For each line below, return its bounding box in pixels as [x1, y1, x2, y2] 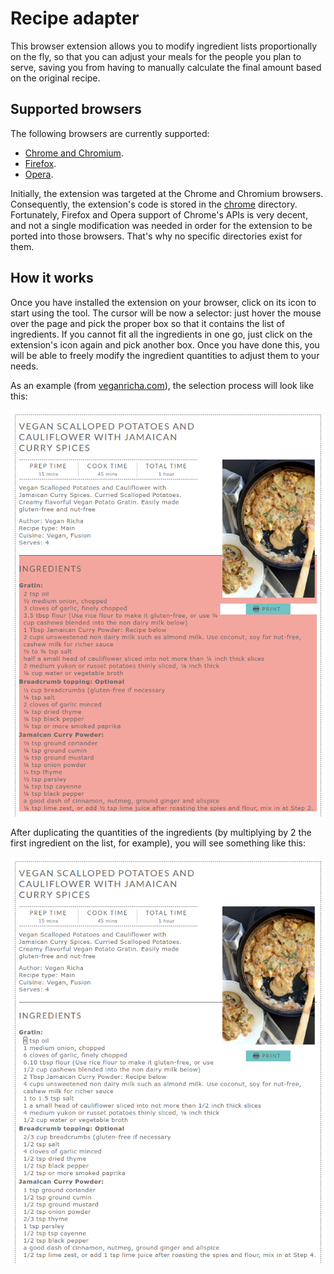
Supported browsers [10, 101, 142, 118]
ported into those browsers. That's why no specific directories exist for [10, 230, 303, 242]
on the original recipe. [10, 72, 101, 84]
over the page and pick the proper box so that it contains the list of [10, 317, 285, 329]
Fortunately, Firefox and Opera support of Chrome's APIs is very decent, [10, 208, 308, 221]
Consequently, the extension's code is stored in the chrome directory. [10, 198, 298, 210]
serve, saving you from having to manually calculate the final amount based [10, 61, 322, 73]
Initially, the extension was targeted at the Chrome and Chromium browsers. [10, 187, 324, 199]
